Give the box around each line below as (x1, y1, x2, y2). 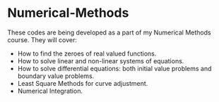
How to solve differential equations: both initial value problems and (17, 64, 212, 72)
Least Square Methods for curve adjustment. (17, 79, 148, 87)
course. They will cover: (7, 35, 78, 44)
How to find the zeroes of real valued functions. (17, 49, 157, 58)
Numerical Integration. (17, 87, 83, 95)
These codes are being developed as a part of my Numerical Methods (7, 28, 211, 37)
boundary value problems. (17, 72, 95, 80)
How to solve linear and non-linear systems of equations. (17, 56, 184, 65)
